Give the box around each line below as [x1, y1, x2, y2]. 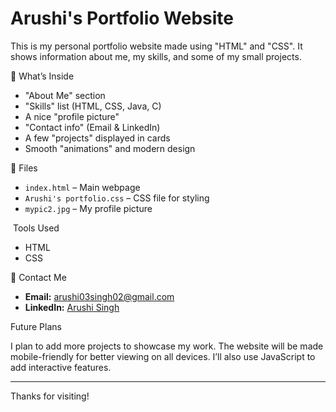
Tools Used [12, 222, 60, 234]
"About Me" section [24, 89, 106, 101]
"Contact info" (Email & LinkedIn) [24, 121, 161, 133]
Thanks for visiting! [10, 390, 90, 402]
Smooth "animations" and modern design [24, 142, 196, 154]
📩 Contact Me [10, 271, 67, 283]
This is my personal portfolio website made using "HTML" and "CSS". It [10, 40, 303, 52]
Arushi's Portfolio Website [10, 7, 235, 30]
